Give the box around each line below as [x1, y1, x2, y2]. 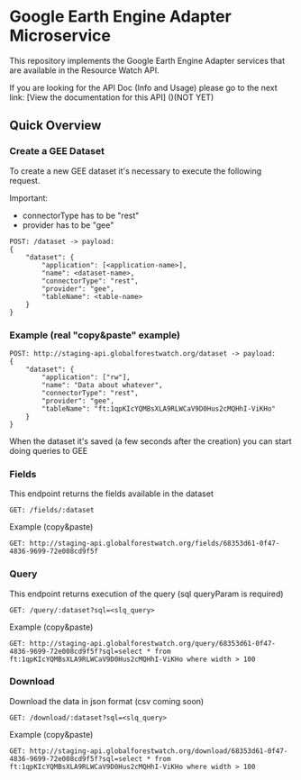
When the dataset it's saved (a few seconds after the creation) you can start [9, 435, 292, 447]
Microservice [9, 25, 111, 46]
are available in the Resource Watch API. [9, 65, 160, 76]
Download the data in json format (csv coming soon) [9, 695, 205, 706]
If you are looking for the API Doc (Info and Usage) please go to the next [9, 82, 278, 93]
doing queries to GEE [9, 445, 88, 456]
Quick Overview [9, 118, 102, 133]
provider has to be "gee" [22, 219, 114, 231]
